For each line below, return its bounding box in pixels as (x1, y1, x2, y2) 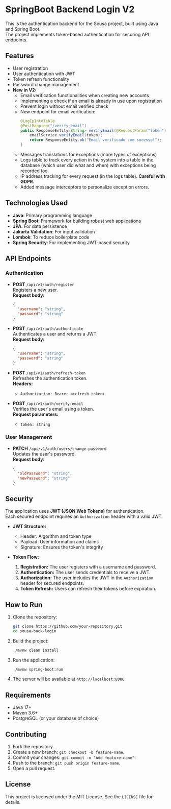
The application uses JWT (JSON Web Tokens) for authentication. (5, 508, 145, 514)
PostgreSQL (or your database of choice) (12, 715, 99, 721)
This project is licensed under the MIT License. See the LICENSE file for (5, 793, 153, 800)
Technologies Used (5, 199, 68, 207)
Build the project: (12, 637, 49, 644)
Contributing (5, 730, 47, 739)
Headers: (12, 380, 33, 387)
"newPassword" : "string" (17, 475, 70, 481)
